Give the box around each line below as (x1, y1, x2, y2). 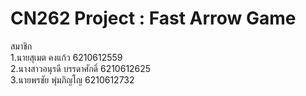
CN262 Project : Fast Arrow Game (10, 7, 297, 30)
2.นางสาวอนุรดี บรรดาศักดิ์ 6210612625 (10, 62, 152, 74)
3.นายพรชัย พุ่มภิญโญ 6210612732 (10, 73, 135, 86)
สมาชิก (10, 40, 33, 52)
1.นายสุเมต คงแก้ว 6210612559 (10, 51, 123, 63)
